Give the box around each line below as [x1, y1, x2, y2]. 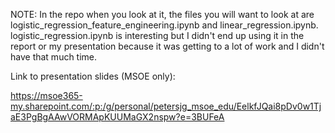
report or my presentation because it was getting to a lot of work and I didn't [10, 40, 325, 52]
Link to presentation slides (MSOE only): [10, 70, 176, 82]
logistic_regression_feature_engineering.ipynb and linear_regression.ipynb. [10, 19, 319, 31]
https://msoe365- [10, 90, 83, 101]
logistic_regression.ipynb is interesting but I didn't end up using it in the [10, 30, 305, 41]
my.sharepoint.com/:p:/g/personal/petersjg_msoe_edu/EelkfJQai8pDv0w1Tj [10, 100, 322, 112]
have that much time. [10, 51, 98, 63]
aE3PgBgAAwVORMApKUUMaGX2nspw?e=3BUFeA [10, 111, 225, 123]
